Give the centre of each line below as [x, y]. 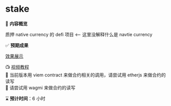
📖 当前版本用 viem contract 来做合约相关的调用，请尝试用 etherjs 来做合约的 [85, 75]
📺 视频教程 [17, 67]
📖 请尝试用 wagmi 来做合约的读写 [40, 88]
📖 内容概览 [17, 23]
